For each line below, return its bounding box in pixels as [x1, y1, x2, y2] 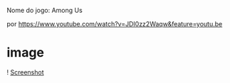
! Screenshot [6, 67, 44, 77]
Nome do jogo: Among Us [6, 6, 83, 14]
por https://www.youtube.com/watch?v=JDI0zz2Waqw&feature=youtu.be [6, 20, 223, 28]
